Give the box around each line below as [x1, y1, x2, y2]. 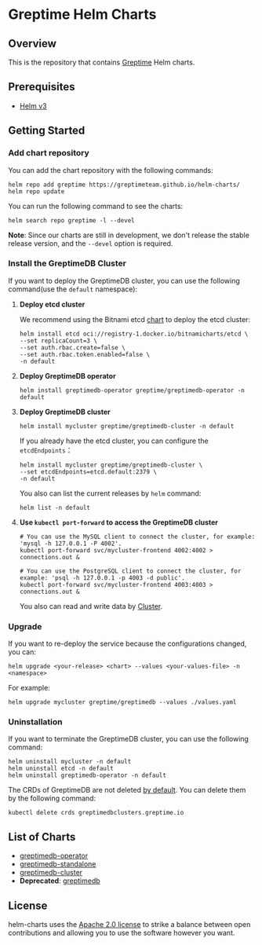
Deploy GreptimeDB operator [19, 371, 116, 380]
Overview [8, 37, 57, 50]
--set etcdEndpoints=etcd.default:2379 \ [19, 467, 157, 476]
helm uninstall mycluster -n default [8, 758, 132, 766]
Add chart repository [8, 148, 90, 159]
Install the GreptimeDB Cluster [8, 258, 127, 269]
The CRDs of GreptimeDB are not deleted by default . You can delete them [8, 786, 246, 795]
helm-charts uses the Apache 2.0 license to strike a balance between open [8, 920, 251, 929]
